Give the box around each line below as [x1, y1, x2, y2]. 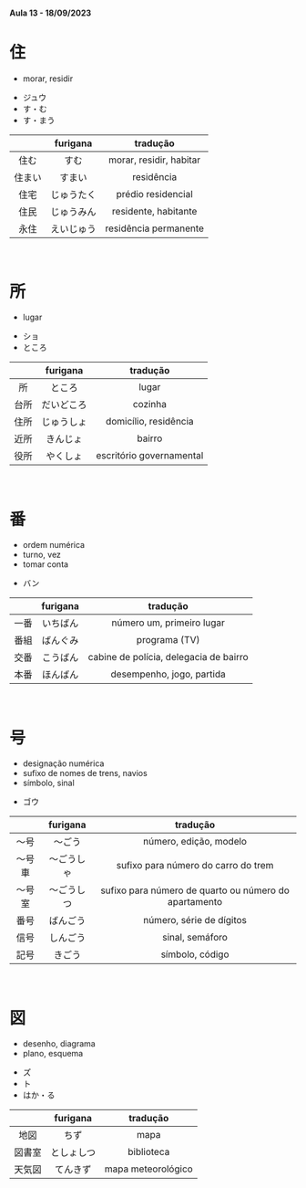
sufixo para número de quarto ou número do [99, 884, 290, 897]
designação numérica [22, 758, 105, 769]
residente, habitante [112, 205, 198, 217]
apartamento [167, 896, 223, 909]
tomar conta [22, 559, 69, 570]
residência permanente [105, 222, 205, 235]
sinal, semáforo [162, 931, 228, 944]
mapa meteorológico [104, 1162, 193, 1175]
